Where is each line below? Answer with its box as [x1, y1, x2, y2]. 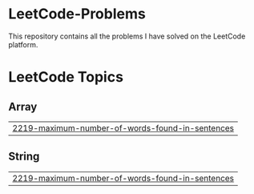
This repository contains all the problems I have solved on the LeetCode [8, 31, 246, 41]
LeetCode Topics [8, 68, 124, 87]
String [8, 150, 40, 164]
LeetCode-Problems [8, 5, 146, 23]
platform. [8, 39, 38, 49]
